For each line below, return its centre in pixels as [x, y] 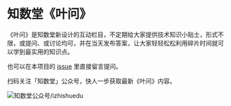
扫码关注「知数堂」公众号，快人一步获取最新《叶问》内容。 [91, 81]
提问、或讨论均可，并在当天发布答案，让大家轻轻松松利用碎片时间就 [121, 43]
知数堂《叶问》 [49, 14]
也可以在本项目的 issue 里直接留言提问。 [65, 66]
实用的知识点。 [52, 52]
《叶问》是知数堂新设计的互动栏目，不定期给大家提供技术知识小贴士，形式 [112, 34]
